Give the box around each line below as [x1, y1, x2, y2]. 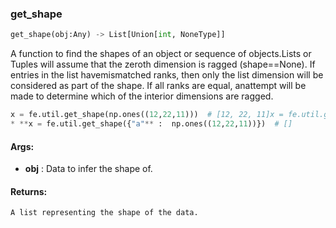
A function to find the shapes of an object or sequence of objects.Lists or [10, 48, 312, 60]
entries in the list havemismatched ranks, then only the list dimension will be [10, 69, 324, 81]
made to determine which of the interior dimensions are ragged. [10, 90, 274, 102]
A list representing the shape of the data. [10, 208, 199, 218]
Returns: [10, 185, 48, 197]
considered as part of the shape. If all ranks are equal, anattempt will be [10, 80, 307, 92]
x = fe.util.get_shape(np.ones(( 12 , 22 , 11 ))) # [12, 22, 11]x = [10, 110, 284, 120]
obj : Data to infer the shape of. [24, 163, 153, 175]
